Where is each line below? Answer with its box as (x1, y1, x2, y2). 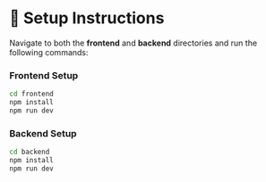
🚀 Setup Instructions (9, 8, 165, 29)
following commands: (9, 46, 89, 57)
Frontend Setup (9, 69, 79, 81)
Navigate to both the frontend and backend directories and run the (9, 37, 258, 48)
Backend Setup (9, 127, 78, 139)
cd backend (9, 147, 50, 157)
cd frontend (9, 89, 54, 99)
